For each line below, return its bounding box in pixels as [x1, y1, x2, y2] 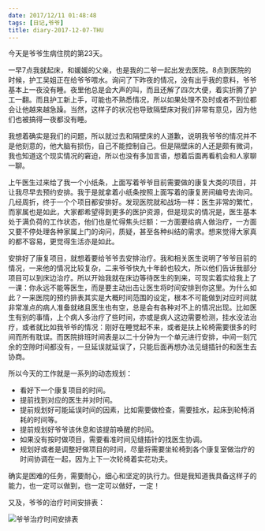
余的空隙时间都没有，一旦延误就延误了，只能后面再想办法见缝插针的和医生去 [8, 342, 257, 351]
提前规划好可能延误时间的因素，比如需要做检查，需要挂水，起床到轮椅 [19, 405, 248, 414]
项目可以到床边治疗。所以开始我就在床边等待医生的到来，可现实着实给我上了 [8, 273, 257, 283]
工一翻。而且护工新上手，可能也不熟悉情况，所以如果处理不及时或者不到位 [8, 95, 250, 105]
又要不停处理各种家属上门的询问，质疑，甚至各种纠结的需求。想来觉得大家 [8, 227, 250, 236]
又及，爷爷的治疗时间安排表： [8, 498, 105, 507]
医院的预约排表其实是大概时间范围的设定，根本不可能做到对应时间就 [35, 293, 257, 303]
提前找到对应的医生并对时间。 [19, 395, 117, 405]
